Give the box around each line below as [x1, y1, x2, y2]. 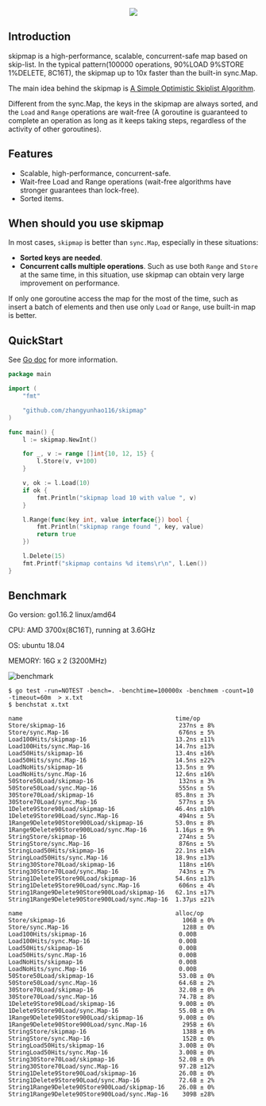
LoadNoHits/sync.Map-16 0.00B [8, 965, 197, 973]
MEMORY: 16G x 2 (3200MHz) [8, 656, 107, 666]
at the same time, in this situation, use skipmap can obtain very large [19, 270, 245, 280]
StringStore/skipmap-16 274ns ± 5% [8, 833, 215, 841]
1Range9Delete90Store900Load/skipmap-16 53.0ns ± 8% [8, 819, 215, 827]
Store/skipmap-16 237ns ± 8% [8, 722, 215, 730]
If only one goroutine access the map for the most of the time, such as [8, 294, 238, 304]
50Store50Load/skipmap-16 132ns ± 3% [8, 778, 215, 786]
